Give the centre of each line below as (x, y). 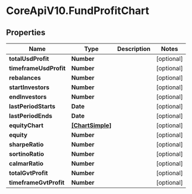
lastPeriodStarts (32, 106)
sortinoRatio (27, 154)
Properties (26, 33)
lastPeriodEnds (31, 116)
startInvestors (29, 87)
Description (134, 49)
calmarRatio (26, 164)
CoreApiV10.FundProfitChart (78, 11)
